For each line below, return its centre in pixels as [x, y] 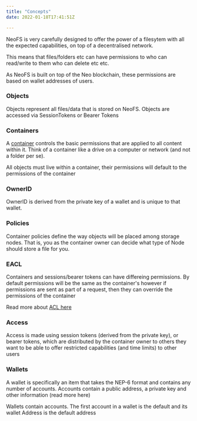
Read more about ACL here [39, 307]
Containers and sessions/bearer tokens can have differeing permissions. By [98, 277]
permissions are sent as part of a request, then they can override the [89, 289]
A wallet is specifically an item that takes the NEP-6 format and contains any [98, 382]
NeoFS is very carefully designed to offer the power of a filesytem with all [95, 39]
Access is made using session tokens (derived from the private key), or [92, 335]
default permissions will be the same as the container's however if [86, 283]
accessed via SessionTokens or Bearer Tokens [62, 115]
